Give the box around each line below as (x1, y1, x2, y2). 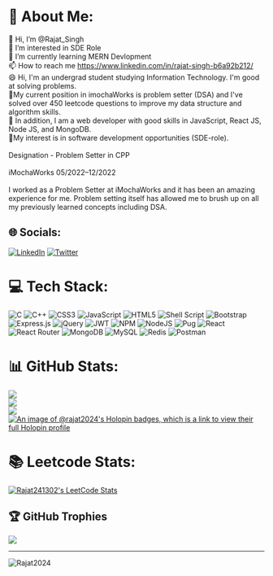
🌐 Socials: (8, 225, 62, 239)
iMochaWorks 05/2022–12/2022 (8, 167, 116, 177)
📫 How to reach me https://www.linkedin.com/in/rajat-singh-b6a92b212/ (8, 60, 253, 70)
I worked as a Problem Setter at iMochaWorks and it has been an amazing (8, 185, 256, 194)
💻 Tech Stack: (8, 277, 109, 295)
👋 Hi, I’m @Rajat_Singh (8, 34, 84, 44)
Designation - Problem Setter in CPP (8, 150, 130, 159)
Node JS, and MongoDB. (8, 124, 92, 133)
